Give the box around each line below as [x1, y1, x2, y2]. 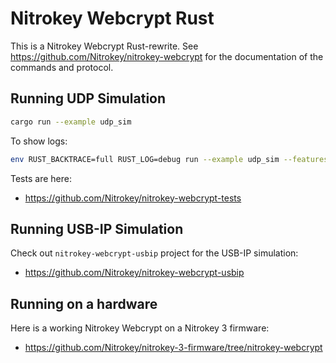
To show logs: [10, 135, 68, 147]
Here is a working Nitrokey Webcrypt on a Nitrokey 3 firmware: [10, 322, 270, 334]
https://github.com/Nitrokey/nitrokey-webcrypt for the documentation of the [10, 50, 324, 62]
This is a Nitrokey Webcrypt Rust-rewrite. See [10, 40, 199, 52]
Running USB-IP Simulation [10, 220, 184, 237]
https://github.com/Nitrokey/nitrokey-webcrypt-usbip [24, 267, 245, 279]
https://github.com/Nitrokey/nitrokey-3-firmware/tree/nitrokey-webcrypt [24, 342, 323, 354]
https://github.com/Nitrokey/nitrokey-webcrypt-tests [24, 192, 242, 204]
